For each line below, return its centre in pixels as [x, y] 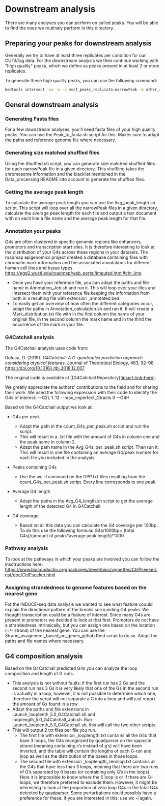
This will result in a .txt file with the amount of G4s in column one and [89, 436]
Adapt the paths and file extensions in [51, 709]
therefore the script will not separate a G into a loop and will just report [84, 698]
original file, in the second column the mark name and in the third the [82, 319]
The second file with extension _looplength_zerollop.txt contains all [87, 761]
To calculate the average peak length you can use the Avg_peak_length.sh [80, 202]
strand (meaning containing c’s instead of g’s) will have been [81, 745]
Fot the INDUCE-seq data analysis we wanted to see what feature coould [79, 604]
